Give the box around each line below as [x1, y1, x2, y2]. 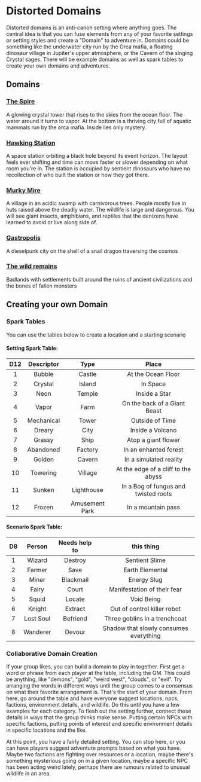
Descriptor [28, 360, 60, 368]
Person [26, 542, 48, 551]
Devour [65, 628, 86, 636]
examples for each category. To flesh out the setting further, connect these [6, 707, 191, 715]
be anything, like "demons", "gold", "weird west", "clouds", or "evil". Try [6, 676, 182, 683]
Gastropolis [6, 234, 41, 242]
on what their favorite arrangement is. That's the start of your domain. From [6, 689, 193, 696]
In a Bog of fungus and [121, 482, 185, 490]
